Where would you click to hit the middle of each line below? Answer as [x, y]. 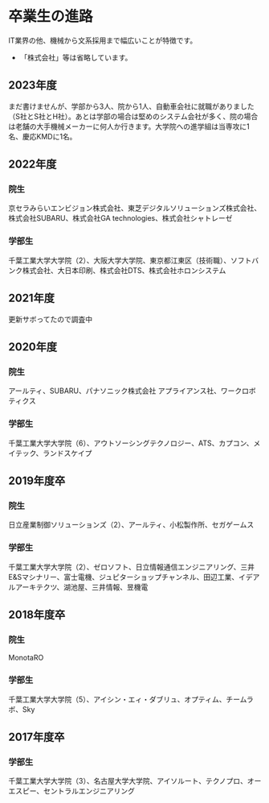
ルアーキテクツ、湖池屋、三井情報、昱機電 [78, 587]
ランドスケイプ [67, 453]
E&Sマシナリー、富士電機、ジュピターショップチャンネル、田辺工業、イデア [134, 577]
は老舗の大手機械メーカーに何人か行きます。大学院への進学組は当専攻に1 [129, 126]
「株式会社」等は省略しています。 [76, 57]
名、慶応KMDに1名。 [43, 136]
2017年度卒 [37, 737]
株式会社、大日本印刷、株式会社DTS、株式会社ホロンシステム [124, 270]
